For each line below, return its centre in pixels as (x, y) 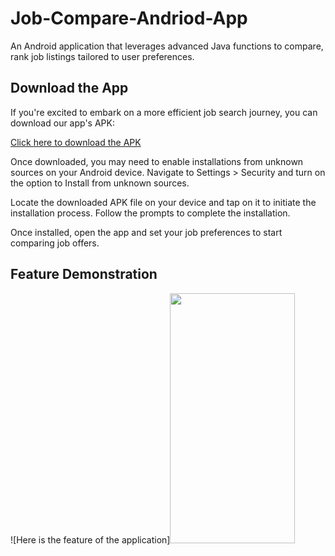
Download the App (69, 88)
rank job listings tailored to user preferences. (102, 56)
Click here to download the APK (76, 142)
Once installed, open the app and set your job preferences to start (146, 232)
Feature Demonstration (84, 274)
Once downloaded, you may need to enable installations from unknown (157, 161)
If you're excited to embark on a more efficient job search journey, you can (164, 112)
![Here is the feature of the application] (90, 539)
